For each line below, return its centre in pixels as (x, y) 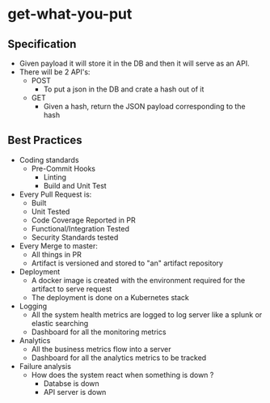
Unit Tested (51, 211)
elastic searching (60, 323)
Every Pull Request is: (55, 194)
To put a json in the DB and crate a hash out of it (124, 89)
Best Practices (45, 140)
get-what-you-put (70, 14)
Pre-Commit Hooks (63, 168)
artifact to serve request (72, 289)
